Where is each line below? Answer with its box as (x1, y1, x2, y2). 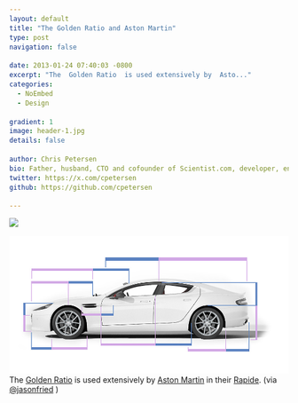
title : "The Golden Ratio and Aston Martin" (9, 23, 176, 33)
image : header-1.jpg (9, 127, 86, 136)
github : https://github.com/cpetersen (9, 183, 153, 192)
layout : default (9, 14, 69, 23)
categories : (9, 80, 53, 89)
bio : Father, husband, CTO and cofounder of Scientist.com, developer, (9, 164, 279, 173)
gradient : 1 (9, 117, 53, 126)
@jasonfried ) (9, 383, 59, 394)
